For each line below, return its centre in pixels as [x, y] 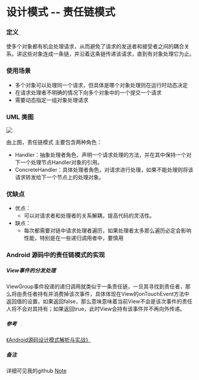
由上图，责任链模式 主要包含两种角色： [54, 142]
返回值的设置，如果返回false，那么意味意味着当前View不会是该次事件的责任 [99, 301]
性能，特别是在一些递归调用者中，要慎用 [74, 238]
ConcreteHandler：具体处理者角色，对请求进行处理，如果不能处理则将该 [104, 170]
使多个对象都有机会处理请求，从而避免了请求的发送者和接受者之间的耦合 [95, 47]
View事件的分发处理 [31, 270]
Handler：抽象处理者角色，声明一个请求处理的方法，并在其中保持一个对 [103, 155]
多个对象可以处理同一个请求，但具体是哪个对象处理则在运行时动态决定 [101, 85]
